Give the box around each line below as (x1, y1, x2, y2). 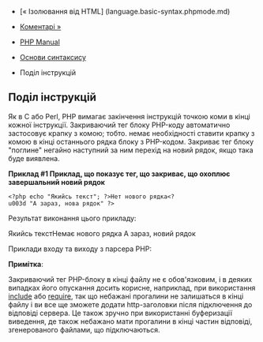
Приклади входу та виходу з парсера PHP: (8, 244, 152, 254)
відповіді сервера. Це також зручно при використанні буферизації (8, 308, 233, 318)
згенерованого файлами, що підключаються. (8, 325, 160, 334)
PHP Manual (19, 37, 61, 47)
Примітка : (8, 259, 43, 269)
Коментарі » (19, 22, 62, 31)
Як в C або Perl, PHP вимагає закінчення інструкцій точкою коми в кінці (8, 111, 250, 121)
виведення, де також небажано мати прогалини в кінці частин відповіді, (8, 316, 253, 326)
